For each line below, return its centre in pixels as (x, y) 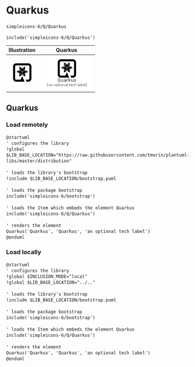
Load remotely (27, 124)
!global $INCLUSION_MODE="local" (47, 277)
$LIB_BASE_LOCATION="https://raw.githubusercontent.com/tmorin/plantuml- (98, 155)
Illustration (22, 50)
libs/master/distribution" (39, 161)
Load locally (24, 252)
